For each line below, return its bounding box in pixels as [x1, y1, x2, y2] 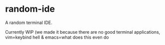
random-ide [5, 3, 55, 15]
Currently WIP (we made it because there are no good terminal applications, [5, 29, 161, 35]
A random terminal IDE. [5, 20, 53, 25]
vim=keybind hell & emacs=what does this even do [5, 34, 109, 40]
